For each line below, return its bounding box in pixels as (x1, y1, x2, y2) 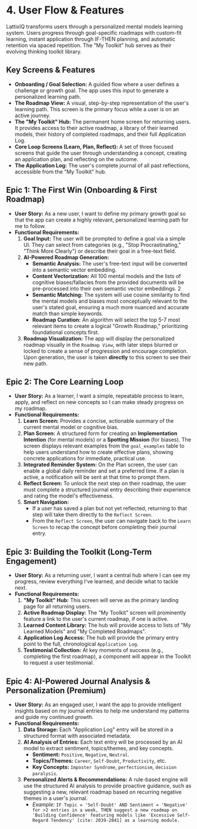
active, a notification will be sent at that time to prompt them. (23, 474, 171, 481)
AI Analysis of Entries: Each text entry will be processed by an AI (23, 738, 182, 746)
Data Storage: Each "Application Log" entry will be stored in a (23, 726, 173, 733)
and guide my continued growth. (14, 714, 94, 720)
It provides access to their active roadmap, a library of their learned (14, 124, 178, 131)
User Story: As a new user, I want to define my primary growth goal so (14, 210, 186, 217)
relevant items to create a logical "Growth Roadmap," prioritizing (32, 322, 188, 329)
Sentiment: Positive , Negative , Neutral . (32, 751, 129, 758)
